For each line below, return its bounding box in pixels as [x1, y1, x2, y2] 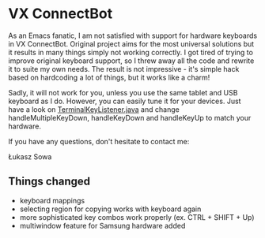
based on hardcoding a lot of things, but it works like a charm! [8, 73, 210, 82]
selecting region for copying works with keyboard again [19, 204, 202, 214]
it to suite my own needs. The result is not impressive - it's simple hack [8, 64, 240, 73]
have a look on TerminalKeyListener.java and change [8, 104, 180, 114]
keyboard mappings [19, 195, 85, 205]
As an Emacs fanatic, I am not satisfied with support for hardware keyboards [8, 31, 258, 40]
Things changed [8, 175, 91, 188]
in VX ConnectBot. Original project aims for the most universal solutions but [8, 39, 255, 48]
